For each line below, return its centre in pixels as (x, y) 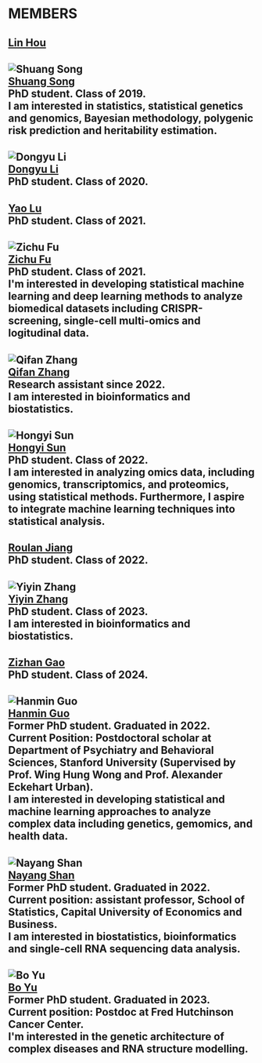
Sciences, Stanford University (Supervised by (122, 763)
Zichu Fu (30, 260)
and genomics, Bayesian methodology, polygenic (131, 118)
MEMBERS (43, 14)
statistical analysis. (57, 521)
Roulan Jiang (40, 548)
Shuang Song (42, 81)
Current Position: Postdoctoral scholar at (110, 738)
